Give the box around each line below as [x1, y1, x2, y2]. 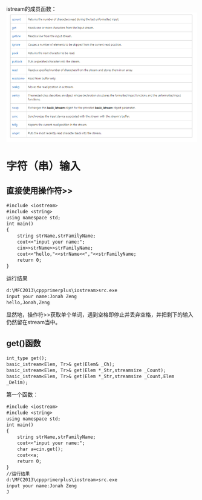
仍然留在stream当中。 [6, 319, 61, 326]
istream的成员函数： [6, 5, 57, 12]
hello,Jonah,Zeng [6, 299, 50, 306]
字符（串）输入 [6, 159, 81, 173]
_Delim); [6, 379, 28, 386]
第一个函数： [6, 391, 38, 398]
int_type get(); [6, 355, 47, 362]
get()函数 [6, 338, 41, 348]
